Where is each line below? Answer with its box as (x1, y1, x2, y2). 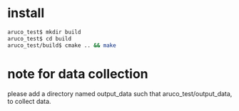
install (7, 5, 45, 21)
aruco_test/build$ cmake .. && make (7, 41, 116, 49)
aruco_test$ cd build (7, 35, 72, 42)
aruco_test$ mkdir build (7, 28, 81, 36)
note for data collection (7, 65, 148, 82)
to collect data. (7, 97, 51, 105)
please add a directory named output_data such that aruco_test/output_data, (7, 89, 233, 97)
